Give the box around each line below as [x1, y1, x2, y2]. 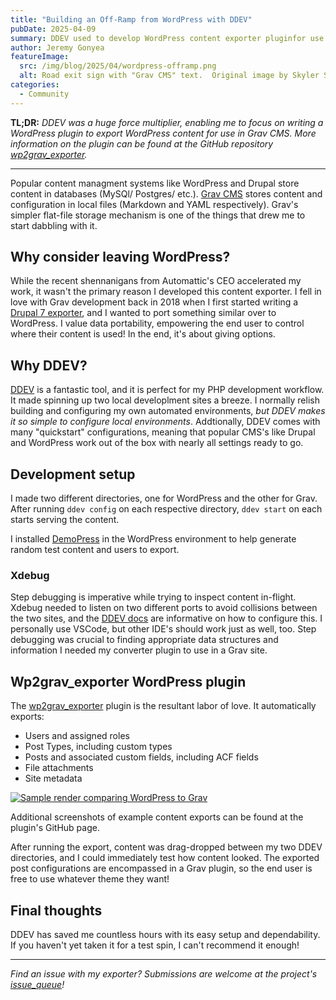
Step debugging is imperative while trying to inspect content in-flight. [10, 591, 297, 603]
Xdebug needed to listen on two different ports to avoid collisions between [10, 602, 318, 614]
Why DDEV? [10, 357, 88, 374]
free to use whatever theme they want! [10, 873, 170, 885]
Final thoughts [10, 902, 103, 919]
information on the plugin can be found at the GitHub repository [10, 137, 274, 150]
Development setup [10, 466, 136, 483]
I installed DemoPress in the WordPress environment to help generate [10, 533, 297, 545]
